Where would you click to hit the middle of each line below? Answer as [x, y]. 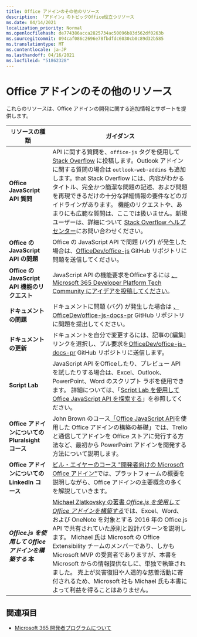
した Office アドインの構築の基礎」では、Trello [123, 427]
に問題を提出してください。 [91, 324]
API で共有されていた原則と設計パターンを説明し [119, 529]
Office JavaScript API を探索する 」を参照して [115, 399]
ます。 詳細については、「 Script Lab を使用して [116, 390]
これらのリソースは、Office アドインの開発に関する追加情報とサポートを [94, 108]
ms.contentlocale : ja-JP [36, 50]
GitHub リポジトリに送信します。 [123, 353]
